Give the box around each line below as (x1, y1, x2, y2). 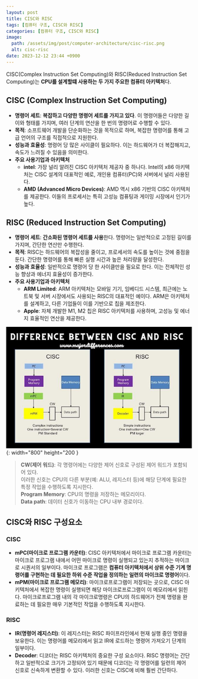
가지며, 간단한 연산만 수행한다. (14, 241, 84, 249)
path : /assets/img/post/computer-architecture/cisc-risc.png (11, 41, 165, 47)
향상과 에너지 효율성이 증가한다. (21, 271, 94, 278)
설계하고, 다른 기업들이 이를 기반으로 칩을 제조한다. (29, 300, 146, 307)
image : (6, 34, 22, 41)
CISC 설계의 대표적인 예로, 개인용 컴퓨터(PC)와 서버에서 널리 (34, 171, 174, 178)
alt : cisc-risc (11, 47, 49, 53)
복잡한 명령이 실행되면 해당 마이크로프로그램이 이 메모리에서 (40, 586, 177, 593)
